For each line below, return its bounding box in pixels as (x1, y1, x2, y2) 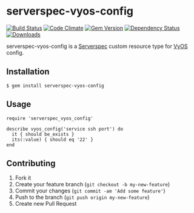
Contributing (6, 158, 56, 168)
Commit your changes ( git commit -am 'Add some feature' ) (15, 187, 166, 195)
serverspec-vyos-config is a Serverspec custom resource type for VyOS (6, 42, 188, 50)
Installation (6, 67, 50, 77)
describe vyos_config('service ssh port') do (6, 126, 123, 132)
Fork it (15, 174, 32, 181)
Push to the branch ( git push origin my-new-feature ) (15, 194, 150, 201)
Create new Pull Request (15, 200, 77, 208)
